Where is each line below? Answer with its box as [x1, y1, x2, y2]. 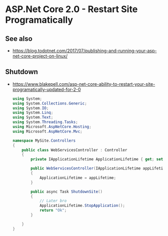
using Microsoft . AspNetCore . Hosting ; [12, 125, 92, 130]
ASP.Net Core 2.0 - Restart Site [5, 4, 138, 15]
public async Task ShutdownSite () [31, 189, 103, 194]
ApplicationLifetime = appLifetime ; [39, 175, 116, 180]
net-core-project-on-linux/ [12, 53, 68, 59]
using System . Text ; [12, 115, 54, 120]
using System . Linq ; [12, 110, 54, 115]
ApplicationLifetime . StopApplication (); [39, 203, 125, 208]
